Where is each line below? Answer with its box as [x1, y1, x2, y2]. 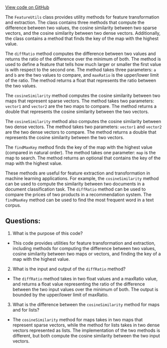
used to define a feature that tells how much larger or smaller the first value [5, 62, 161, 67]
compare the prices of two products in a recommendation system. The [5, 192, 152, 197]
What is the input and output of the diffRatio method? [12, 266, 126, 272]
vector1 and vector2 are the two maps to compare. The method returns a [5, 103, 157, 109]
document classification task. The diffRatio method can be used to [5, 186, 146, 192]
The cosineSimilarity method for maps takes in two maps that [12, 316, 143, 322]
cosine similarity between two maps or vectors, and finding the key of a [12, 251, 161, 257]
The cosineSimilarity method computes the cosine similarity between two [5, 93, 160, 98]
